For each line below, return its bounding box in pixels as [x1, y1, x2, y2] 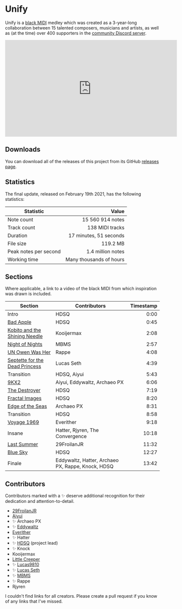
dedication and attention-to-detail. [5, 498, 75, 504]
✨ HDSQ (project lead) [12, 540, 58, 546]
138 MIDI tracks [87, 224, 125, 231]
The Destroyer [7, 387, 41, 394]
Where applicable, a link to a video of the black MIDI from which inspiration [5, 286, 157, 292]
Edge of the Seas [7, 403, 48, 410]
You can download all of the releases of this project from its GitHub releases [5, 158, 159, 164]
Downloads [5, 145, 41, 154]
